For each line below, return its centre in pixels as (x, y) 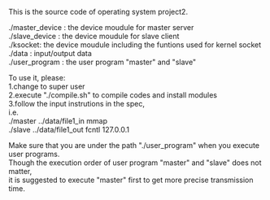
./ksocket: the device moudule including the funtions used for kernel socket (135, 45)
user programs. (34, 154)
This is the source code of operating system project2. (98, 12)
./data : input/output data (50, 53)
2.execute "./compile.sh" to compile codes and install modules (113, 95)
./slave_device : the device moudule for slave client (94, 36)
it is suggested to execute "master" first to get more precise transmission (131, 180)
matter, (20, 171)
